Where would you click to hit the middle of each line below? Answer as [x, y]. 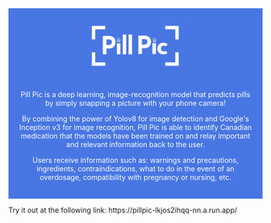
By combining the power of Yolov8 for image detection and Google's [135, 118]
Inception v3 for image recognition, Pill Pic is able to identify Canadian [135, 127]
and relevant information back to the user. [135, 144]
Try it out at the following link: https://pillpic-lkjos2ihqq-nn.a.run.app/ [123, 210]
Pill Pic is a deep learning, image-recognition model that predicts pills [135, 94]
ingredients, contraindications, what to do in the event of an [135, 168]
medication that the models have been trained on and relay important [135, 136]
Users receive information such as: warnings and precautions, [135, 160]
